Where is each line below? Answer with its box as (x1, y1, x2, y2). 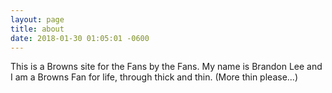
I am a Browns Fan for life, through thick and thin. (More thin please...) (10, 71, 299, 83)
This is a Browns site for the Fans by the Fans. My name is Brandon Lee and (10, 61, 323, 73)
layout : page (10, 14, 65, 25)
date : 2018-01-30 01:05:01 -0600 (10, 33, 150, 43)
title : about (10, 24, 65, 34)
